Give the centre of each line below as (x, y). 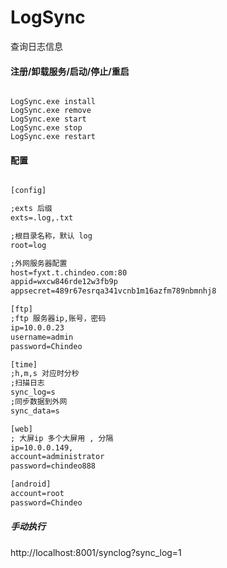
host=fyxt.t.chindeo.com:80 (69, 272)
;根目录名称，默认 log (51, 236)
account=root (37, 494)
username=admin (42, 337)
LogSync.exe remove (51, 111)
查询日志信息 (36, 46)
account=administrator (57, 457)
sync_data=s (35, 411)
